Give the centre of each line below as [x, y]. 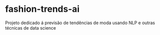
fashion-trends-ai [42, 9]
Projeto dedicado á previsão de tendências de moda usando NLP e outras [80, 23]
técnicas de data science [31, 28]
